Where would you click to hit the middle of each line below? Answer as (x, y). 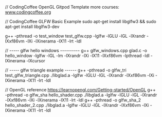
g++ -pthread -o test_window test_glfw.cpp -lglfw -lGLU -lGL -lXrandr (75, 36)
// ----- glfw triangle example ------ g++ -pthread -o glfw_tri (66, 70)
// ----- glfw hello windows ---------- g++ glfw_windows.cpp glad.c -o (76, 51)
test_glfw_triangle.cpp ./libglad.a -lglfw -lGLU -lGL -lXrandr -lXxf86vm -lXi (80, 75)
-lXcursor (36, 61)
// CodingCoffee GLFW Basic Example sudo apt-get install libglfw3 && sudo (81, 22)
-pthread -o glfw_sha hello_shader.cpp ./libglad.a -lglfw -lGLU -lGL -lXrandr (81, 95)
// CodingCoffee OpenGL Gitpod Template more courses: (62, 7)
